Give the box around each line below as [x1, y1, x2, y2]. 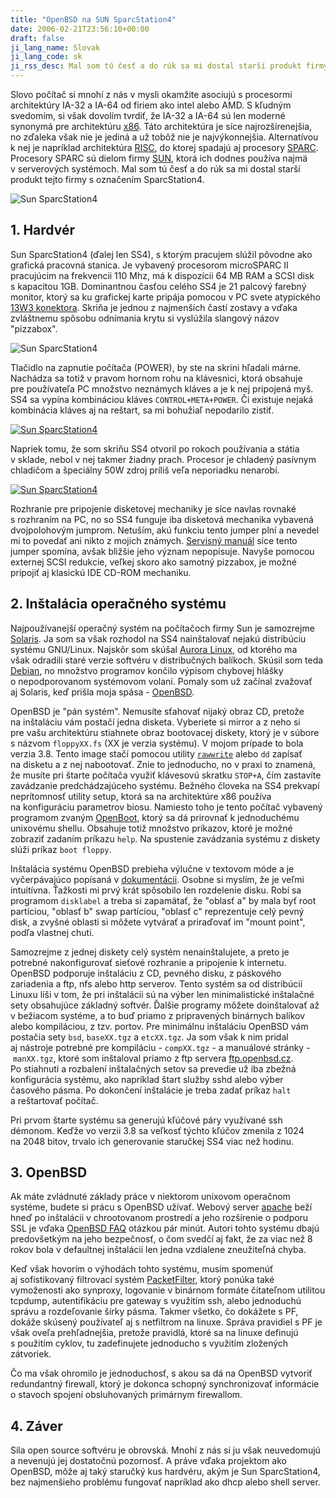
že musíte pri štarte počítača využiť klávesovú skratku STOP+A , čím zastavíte [10, 769, 322, 781]
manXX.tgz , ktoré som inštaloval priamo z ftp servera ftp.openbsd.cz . [12, 1052, 294, 1064]
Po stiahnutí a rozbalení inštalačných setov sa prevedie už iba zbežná [10, 1062, 297, 1075]
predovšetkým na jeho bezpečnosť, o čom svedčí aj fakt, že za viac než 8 [10, 1233, 313, 1245]
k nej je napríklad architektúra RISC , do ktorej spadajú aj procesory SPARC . [10, 142, 319, 153]
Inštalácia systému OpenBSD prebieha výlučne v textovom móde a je [10, 862, 295, 875]
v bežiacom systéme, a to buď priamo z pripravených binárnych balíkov [10, 1009, 306, 1021]
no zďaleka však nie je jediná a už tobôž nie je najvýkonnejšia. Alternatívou [10, 131, 319, 143]
